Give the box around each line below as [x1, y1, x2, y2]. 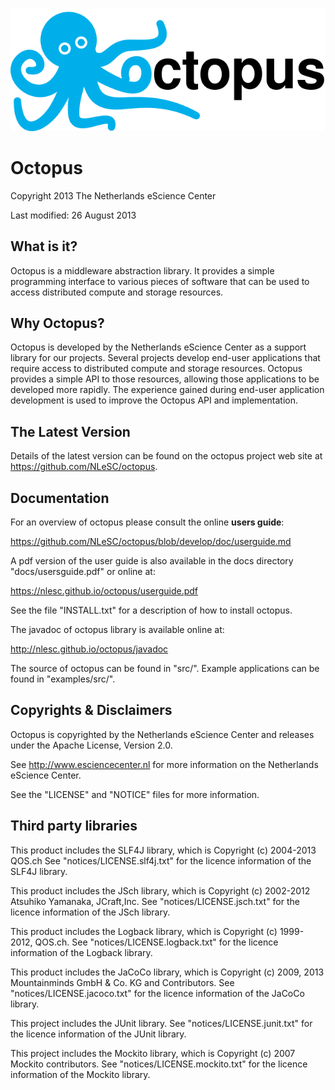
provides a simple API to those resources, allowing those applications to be [10, 373, 320, 385]
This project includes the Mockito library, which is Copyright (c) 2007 [10, 1047, 296, 1059]
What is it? [10, 238, 78, 255]
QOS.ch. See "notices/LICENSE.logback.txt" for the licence [34, 936, 279, 948]
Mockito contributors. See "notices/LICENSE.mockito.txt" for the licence [10, 1058, 308, 1070]
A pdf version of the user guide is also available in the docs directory [10, 555, 294, 567]
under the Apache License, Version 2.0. [10, 739, 173, 751]
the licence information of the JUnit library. [10, 1028, 187, 1040]
